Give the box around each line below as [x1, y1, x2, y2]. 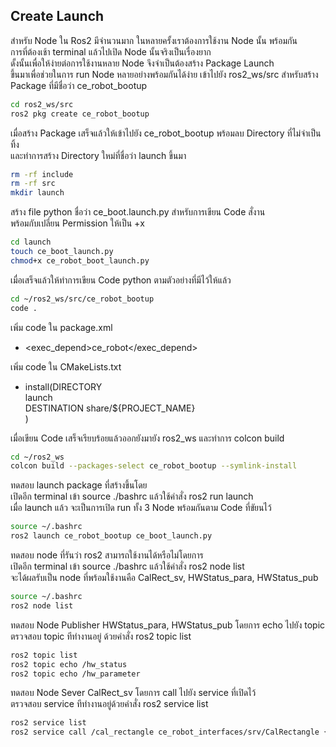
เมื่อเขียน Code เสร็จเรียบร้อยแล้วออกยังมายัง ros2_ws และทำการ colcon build [10, 432, 285, 444]
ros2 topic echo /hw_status [10, 659, 128, 669]
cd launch [10, 237, 52, 248]
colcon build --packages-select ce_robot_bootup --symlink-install [10, 461, 298, 471]
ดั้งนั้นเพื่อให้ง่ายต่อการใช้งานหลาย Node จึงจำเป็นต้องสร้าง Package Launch [10, 57, 275, 69]
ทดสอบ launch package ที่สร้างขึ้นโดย [10, 479, 148, 491]
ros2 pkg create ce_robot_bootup [10, 109, 150, 119]
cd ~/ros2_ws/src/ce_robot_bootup [10, 294, 155, 304]
